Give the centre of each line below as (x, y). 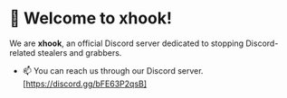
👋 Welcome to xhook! (91, 18)
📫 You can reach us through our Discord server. (113, 70)
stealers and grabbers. (80, 52)
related (23, 52)
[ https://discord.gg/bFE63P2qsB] (85, 84)
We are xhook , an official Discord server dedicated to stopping (127, 43)
